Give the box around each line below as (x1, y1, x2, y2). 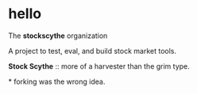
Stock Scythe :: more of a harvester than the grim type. (8, 61, 191, 71)
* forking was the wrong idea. (8, 77, 106, 86)
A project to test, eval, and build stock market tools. (8, 46, 177, 55)
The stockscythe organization (8, 31, 108, 40)
